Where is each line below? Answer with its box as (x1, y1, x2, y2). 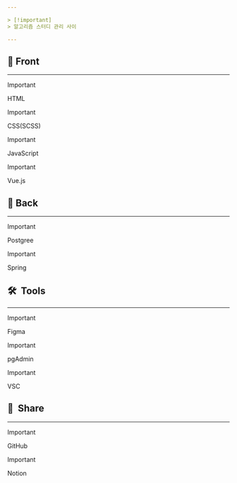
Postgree (7, 236, 34, 244)
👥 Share (7, 402, 44, 415)
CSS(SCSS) (7, 121, 41, 131)
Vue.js (7, 177, 26, 185)
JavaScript (7, 149, 39, 157)
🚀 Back (7, 197, 39, 209)
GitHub (7, 441, 28, 450)
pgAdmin (7, 354, 34, 363)
